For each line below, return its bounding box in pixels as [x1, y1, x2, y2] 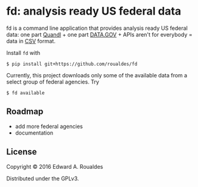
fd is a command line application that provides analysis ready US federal [6, 24, 188, 32]
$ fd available [6, 90, 45, 96]
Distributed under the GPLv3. [6, 175, 79, 182]
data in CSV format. [6, 37, 56, 44]
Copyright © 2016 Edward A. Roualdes [6, 163, 104, 170]
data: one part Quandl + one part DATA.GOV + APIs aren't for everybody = [6, 30, 193, 38]
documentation [15, 129, 54, 136]
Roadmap [6, 107, 44, 117]
